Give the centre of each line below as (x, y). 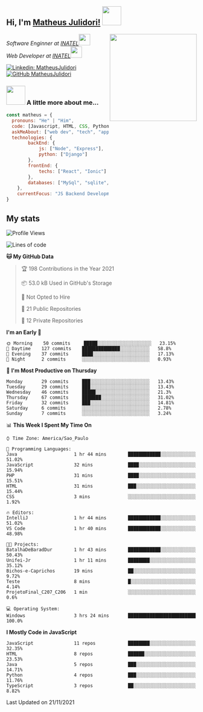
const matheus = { (29, 115)
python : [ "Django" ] (63, 155)
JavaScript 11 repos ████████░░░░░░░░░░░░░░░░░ (101, 643)
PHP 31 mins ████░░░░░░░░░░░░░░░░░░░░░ (101, 475)
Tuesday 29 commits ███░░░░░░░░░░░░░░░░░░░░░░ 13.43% (90, 387)
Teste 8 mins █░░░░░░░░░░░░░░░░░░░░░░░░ (101, 581)
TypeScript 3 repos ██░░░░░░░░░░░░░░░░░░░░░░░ (101, 685)
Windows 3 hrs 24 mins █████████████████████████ (101, 616)
